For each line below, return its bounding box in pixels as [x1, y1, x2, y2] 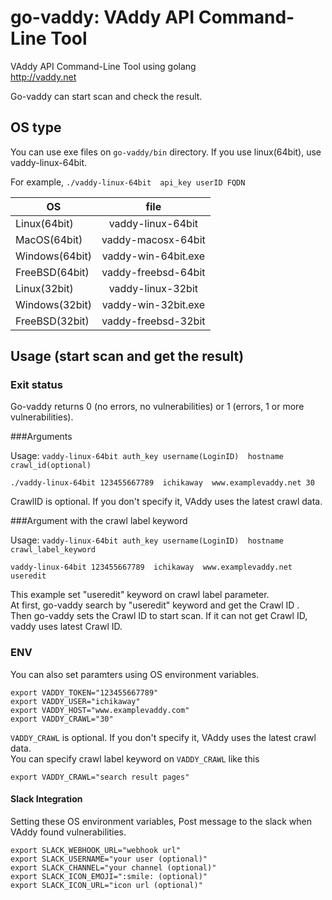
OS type [10, 119, 62, 136]
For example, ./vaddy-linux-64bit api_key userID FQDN [10, 176, 246, 188]
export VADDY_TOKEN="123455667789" [10, 687, 159, 698]
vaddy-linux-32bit [108, 281, 199, 295]
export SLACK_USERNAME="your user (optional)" [10, 854, 208, 864]
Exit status [10, 378, 63, 392]
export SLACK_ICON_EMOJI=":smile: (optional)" [10, 871, 208, 881]
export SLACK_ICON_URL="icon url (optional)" [10, 880, 203, 890]
